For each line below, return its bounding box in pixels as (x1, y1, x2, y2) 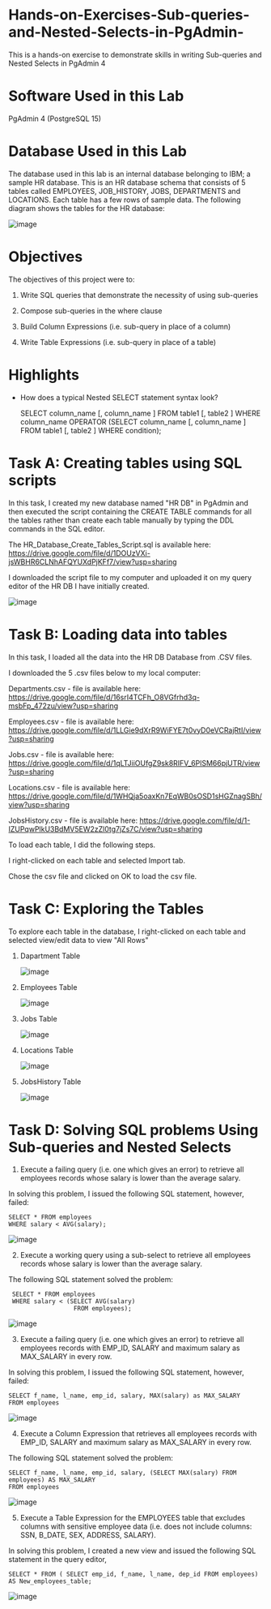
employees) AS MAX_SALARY (8, 1476, 95, 1484)
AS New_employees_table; (8, 1577, 92, 1585)
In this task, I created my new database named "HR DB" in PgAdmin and (8, 497, 249, 508)
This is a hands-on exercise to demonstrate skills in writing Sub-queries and (8, 49, 262, 59)
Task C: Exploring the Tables (8, 899, 205, 918)
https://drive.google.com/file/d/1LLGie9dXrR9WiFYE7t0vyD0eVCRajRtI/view (8, 725, 261, 735)
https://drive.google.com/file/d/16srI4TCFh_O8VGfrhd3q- (8, 692, 201, 702)
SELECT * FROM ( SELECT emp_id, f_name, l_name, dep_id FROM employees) (8, 1570, 259, 1579)
